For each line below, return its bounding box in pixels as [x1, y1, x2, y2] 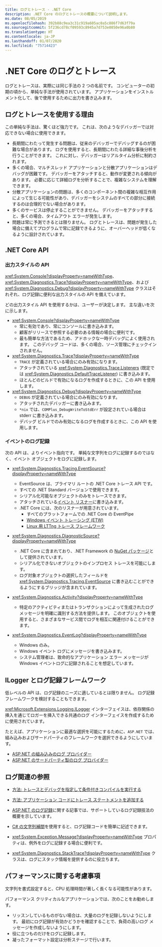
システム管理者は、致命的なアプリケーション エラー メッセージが [19, 654, 149, 660]
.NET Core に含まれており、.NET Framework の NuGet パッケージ [19, 548, 150, 554]
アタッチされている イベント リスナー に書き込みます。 [19, 499, 126, 505]
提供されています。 [28, 554, 66, 560]
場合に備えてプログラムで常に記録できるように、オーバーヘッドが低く [12, 225, 151, 231]
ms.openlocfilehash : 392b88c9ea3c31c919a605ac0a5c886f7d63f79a [5, 20, 135, 26]
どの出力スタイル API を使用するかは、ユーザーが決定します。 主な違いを [5, 302, 150, 308]
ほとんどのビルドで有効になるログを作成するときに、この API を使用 [19, 377, 156, 383]
